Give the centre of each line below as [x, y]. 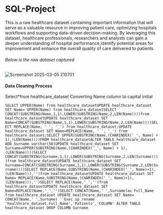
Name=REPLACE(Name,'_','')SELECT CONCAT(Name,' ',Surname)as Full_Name [79, 191]
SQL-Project [30, 9]
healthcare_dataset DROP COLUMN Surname [47, 208]
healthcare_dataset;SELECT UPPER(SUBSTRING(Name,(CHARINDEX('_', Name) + [82, 136]
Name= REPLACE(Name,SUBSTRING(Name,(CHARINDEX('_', [59, 178]
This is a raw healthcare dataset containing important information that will [79, 22]
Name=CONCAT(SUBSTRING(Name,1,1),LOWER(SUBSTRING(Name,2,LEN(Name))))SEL [82, 123]
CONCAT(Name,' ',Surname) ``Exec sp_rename [50, 199]
